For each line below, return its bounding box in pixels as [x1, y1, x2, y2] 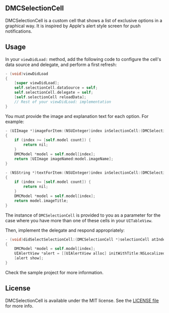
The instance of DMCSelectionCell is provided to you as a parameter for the [5, 212, 161, 218]
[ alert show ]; [14, 256, 44, 261]
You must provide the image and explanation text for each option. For [5, 113, 149, 119]
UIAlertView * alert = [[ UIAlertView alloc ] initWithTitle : [14, 251, 141, 256]
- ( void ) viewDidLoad [5, 71, 49, 76]
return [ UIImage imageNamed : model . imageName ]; [14, 156, 114, 161]
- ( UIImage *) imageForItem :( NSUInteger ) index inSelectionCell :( [5, 128, 143, 133]
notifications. [5, 28, 33, 34]
